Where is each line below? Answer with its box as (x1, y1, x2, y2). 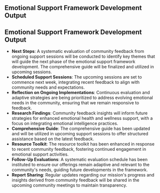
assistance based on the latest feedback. (11, 136, 94, 142)
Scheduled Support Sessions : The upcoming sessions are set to (11, 74, 142, 80)
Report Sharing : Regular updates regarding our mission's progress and (11, 172, 155, 178)
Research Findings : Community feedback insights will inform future (11, 110, 148, 116)
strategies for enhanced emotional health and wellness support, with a (11, 115, 153, 121)
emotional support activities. (11, 151, 69, 157)
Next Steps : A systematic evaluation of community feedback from (11, 48, 144, 54)
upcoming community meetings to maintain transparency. (11, 182, 127, 188)
